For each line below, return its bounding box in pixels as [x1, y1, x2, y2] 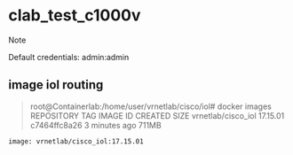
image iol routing [8, 77, 104, 93]
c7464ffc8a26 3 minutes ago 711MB [29, 120, 162, 130]
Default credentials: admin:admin [8, 51, 130, 62]
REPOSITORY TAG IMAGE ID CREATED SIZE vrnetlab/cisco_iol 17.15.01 [29, 110, 285, 120]
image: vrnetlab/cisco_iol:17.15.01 [8, 136, 144, 146]
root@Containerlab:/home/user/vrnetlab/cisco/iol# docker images [29, 101, 272, 112]
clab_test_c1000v [8, 5, 141, 26]
